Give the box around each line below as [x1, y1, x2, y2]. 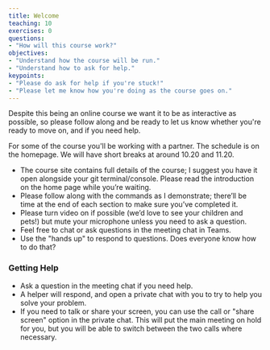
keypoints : [8, 72, 45, 80]
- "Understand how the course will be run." [8, 57, 160, 65]
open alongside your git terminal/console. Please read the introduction [19, 174, 255, 183]
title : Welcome [8, 11, 60, 20]
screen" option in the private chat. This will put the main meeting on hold [19, 315, 262, 324]
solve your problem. [19, 298, 87, 307]
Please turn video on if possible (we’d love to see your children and [19, 208, 243, 218]
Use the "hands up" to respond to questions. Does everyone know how [19, 234, 256, 244]
